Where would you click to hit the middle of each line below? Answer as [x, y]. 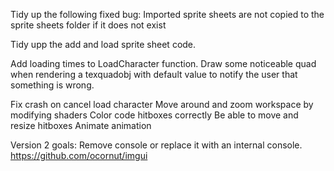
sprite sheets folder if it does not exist [88, 25]
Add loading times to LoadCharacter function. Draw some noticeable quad [163, 63]
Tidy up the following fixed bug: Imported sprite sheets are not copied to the [167, 14]
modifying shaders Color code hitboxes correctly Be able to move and [154, 115]
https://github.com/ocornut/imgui [79, 155]
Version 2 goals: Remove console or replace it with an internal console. [156, 145]
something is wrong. [52, 85]
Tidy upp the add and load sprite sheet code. [103, 44]
